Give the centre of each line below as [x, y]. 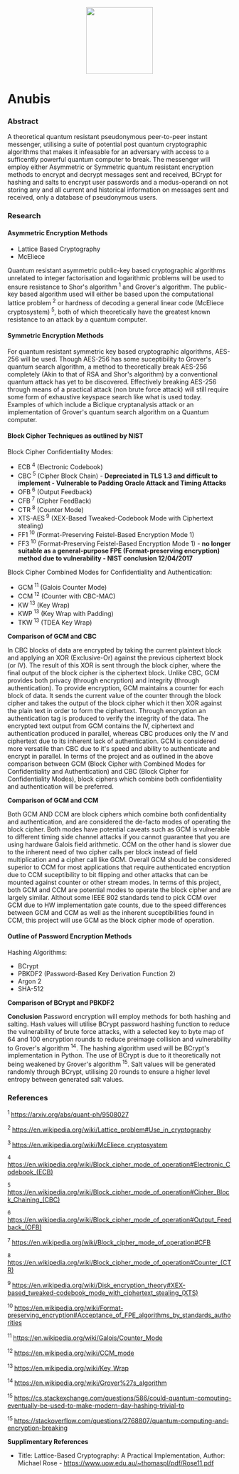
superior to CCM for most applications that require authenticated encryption [119, 867]
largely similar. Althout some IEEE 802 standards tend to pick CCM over [112, 897]
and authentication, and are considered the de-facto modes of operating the [119, 822]
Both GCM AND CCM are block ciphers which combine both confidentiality [117, 814]
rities [15, 1323]
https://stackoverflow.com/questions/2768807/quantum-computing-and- [121, 1421]
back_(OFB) [25, 1227]
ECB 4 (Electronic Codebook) [60, 466]
